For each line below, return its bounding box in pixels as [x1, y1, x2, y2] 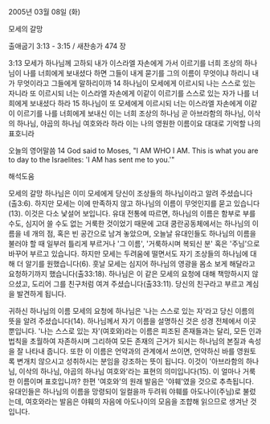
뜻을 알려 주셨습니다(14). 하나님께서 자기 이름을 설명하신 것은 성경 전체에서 [8, 316, 242, 326]
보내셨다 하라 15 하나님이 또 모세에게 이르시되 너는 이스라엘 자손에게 [29, 99, 243, 108]
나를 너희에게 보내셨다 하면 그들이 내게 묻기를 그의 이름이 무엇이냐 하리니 [22, 68, 251, 78]
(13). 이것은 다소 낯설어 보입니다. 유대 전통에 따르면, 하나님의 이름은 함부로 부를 [8, 208, 256, 218]
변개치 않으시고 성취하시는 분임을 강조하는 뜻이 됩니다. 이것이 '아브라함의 [16, 356, 244, 366]
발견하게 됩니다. [16, 289, 67, 298]
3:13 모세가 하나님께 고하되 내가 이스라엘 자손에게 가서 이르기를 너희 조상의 [8, 59, 243, 68]
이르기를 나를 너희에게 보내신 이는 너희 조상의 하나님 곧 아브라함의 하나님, [16, 109, 247, 118]
